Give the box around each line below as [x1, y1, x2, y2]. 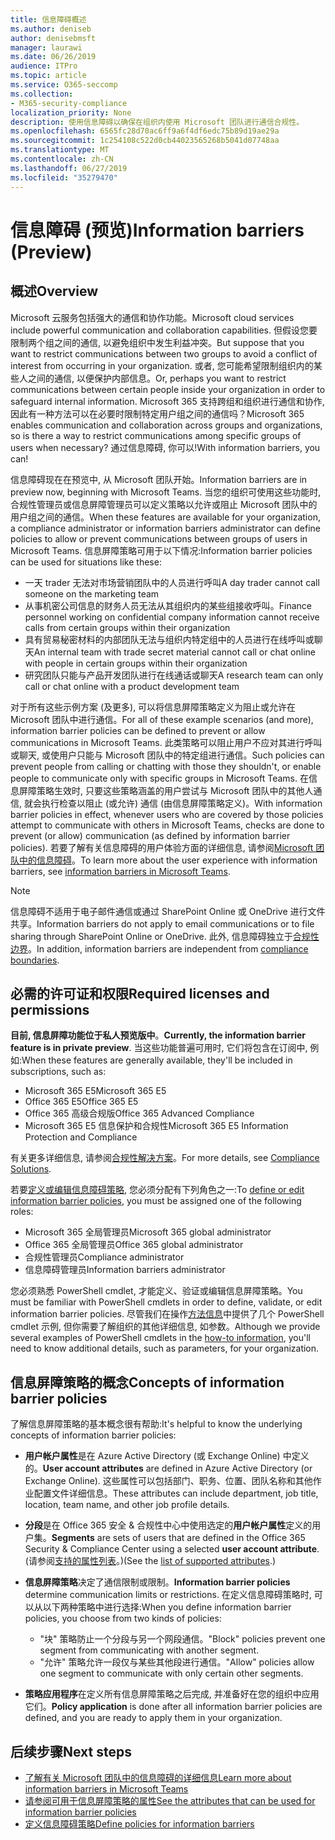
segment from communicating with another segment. [39, 1644, 260, 1656]
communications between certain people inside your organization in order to [10, 383, 326, 395]
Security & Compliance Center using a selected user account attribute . [24, 1543, 320, 1555]
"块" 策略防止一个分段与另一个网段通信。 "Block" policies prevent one [39, 1633, 326, 1645]
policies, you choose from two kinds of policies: [24, 1612, 222, 1625]
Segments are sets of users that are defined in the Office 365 [51, 1532, 306, 1544]
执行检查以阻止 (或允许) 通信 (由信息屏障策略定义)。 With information [41, 797, 323, 809]
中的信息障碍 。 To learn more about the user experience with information [18, 854, 318, 866]
